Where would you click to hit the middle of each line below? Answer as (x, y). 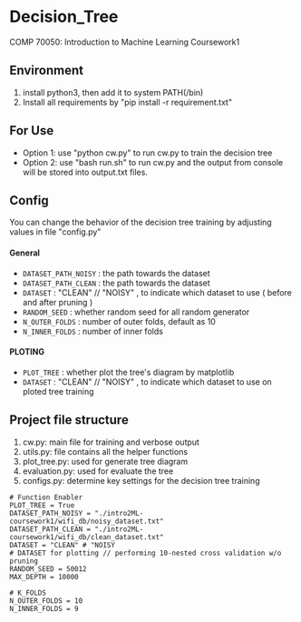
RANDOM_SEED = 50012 (49, 569)
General (25, 253)
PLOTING (27, 352)
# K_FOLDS (28, 593)
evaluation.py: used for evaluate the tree (98, 471)
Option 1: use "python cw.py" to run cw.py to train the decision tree (147, 153)
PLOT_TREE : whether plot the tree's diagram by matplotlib (128, 372)
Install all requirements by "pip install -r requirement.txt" (127, 102)
